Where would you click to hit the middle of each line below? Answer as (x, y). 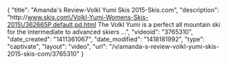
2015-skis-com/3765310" (43, 54)
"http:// (17, 17)
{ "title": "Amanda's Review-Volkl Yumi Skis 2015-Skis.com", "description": (113, 10)
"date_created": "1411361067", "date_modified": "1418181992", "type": (106, 39)
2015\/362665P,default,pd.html (52, 24)
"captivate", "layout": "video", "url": (57, 46)
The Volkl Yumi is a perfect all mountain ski (159, 24)
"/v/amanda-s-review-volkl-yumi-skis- (164, 46)
